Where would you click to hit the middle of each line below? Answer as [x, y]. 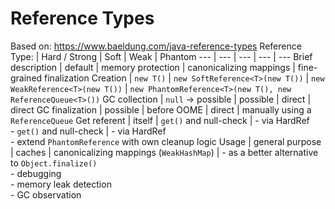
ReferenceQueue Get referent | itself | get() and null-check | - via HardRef [160, 120]
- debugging [36, 173]
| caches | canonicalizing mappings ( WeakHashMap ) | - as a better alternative [164, 152]
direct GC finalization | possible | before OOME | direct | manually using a [161, 109]
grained [26, 78]
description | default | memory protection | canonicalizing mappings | [153, 67]
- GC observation [46, 194]
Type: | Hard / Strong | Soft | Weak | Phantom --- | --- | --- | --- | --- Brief [161, 56]
